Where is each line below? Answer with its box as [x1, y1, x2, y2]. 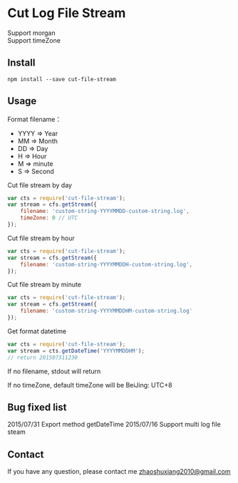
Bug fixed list [7, 401, 67, 413]
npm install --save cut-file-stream [7, 76, 116, 83]
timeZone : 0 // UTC [20, 214, 78, 222]
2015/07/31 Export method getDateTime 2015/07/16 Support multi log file [7, 420, 221, 429]
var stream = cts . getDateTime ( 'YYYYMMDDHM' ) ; [7, 347, 145, 354]
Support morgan [7, 28, 56, 37]
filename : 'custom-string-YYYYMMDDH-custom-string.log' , [20, 261, 193, 268]
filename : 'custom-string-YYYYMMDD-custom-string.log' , [20, 208, 190, 215]
